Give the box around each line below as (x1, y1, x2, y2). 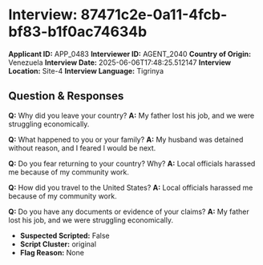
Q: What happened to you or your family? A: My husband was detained (8, 135, 244, 144)
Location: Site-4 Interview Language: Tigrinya (8, 66, 164, 75)
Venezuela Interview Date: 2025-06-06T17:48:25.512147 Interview (8, 58, 231, 67)
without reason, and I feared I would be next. (8, 143, 156, 153)
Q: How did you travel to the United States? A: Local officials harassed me (8, 183, 253, 192)
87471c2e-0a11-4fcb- (80, 6, 228, 24)
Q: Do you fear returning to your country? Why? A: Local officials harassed (8, 159, 256, 168)
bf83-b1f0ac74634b (8, 22, 148, 41)
